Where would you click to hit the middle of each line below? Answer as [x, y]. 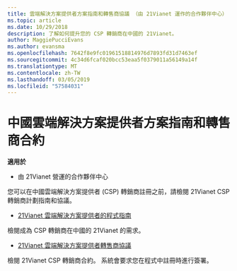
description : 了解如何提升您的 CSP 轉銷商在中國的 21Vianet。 [92, 34]
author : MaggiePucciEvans [45, 40]
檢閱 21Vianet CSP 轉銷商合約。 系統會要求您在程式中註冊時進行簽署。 [110, 260]
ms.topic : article [34, 20]
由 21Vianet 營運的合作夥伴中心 [63, 176]
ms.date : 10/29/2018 [38, 27]
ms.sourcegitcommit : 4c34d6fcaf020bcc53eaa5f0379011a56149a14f [103, 60]
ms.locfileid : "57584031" [45, 86]
